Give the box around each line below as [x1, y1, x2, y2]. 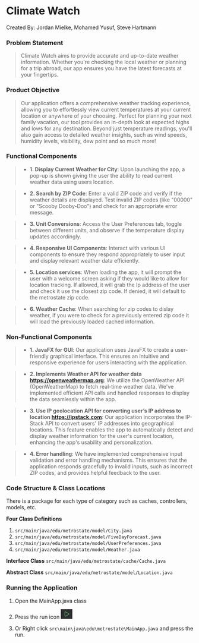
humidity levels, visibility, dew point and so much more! [20, 137, 156, 144]
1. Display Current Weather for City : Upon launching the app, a [29, 165, 185, 173]
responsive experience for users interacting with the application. [29, 359, 188, 366]
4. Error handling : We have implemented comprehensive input [29, 450, 183, 458]
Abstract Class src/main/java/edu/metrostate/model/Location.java [6, 569, 173, 576]
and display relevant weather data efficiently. [29, 257, 140, 264]
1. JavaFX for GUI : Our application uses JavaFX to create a [29, 346, 174, 354]
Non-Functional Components [6, 333, 92, 341]
